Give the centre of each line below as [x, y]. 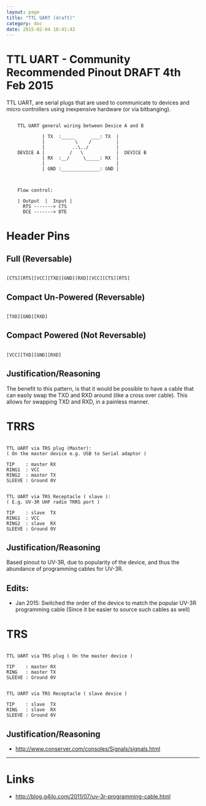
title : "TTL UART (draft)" [41, 18]
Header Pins [38, 236]
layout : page [23, 12]
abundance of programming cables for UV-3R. [65, 569]
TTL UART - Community [68, 60]
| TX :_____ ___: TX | [81, 137]
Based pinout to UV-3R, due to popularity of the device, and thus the [93, 562]
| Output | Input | [45, 201]
